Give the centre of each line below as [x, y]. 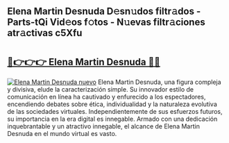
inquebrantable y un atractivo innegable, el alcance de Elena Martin [103, 126]
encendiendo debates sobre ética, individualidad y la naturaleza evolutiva [112, 104]
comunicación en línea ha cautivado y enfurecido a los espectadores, [107, 97]
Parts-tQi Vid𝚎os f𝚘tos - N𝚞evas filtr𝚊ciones [107, 23]
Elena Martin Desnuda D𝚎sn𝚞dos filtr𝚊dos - [104, 11]
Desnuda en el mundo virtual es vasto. [62, 134]
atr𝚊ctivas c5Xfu [45, 33]
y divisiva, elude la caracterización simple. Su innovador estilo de [101, 89]
